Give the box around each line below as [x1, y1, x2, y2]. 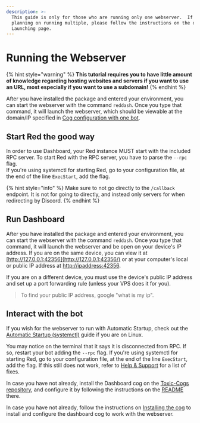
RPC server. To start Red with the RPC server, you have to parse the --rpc [6, 154, 187, 161]
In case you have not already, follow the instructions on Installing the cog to [6, 404, 192, 411]
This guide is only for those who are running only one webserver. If [11, 14, 193, 20]
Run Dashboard [6, 214, 65, 225]
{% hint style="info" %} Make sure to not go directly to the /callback [6, 185, 176, 191]
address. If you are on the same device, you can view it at [6, 249, 148, 256]
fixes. [6, 368, 20, 375]
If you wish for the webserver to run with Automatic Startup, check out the [6, 324, 189, 332]
